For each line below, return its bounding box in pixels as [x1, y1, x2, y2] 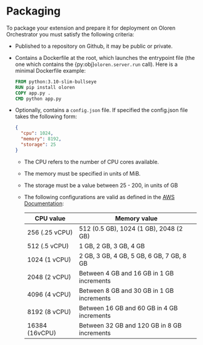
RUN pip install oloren [14, 84, 76, 90]
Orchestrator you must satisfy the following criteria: [6, 30, 135, 38]
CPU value [34, 214, 66, 222]
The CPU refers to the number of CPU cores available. [24, 158, 159, 165]
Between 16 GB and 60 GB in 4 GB [79, 304, 178, 312]
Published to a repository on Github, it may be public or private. [14, 42, 173, 50]
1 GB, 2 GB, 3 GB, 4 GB [79, 241, 145, 250]
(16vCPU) [27, 329, 56, 337]
